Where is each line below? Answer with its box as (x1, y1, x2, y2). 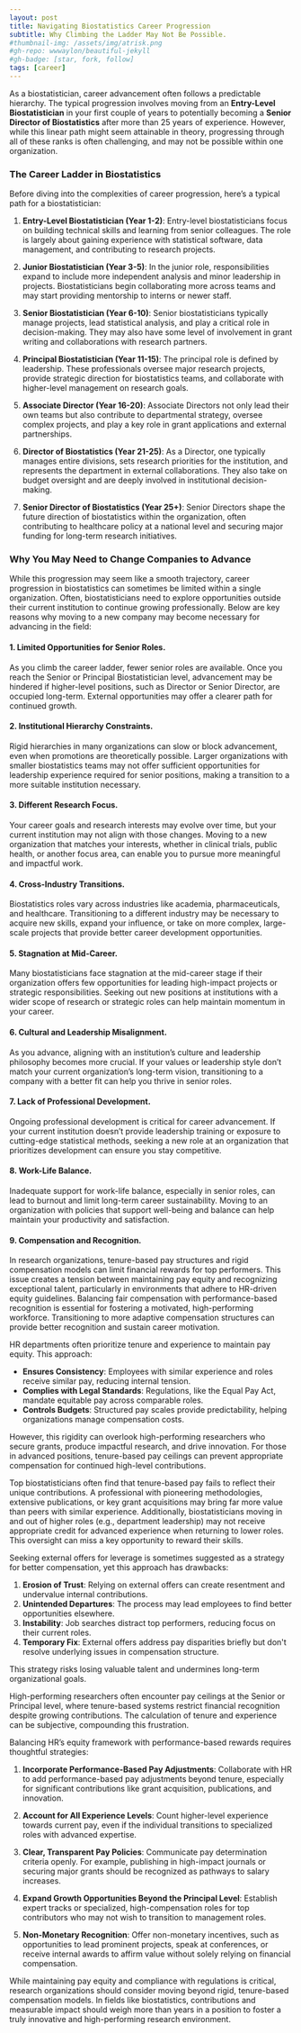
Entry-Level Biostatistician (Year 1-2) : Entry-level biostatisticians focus (22, 215, 288, 226)
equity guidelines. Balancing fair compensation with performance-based (9, 1293, 278, 1304)
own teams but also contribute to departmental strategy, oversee (22, 410, 263, 420)
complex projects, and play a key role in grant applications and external (22, 420, 287, 430)
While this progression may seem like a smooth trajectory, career (9, 574, 250, 584)
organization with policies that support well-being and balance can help (9, 1205, 275, 1215)
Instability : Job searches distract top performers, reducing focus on (22, 1618, 276, 1629)
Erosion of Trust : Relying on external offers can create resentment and (22, 1579, 286, 1590)
